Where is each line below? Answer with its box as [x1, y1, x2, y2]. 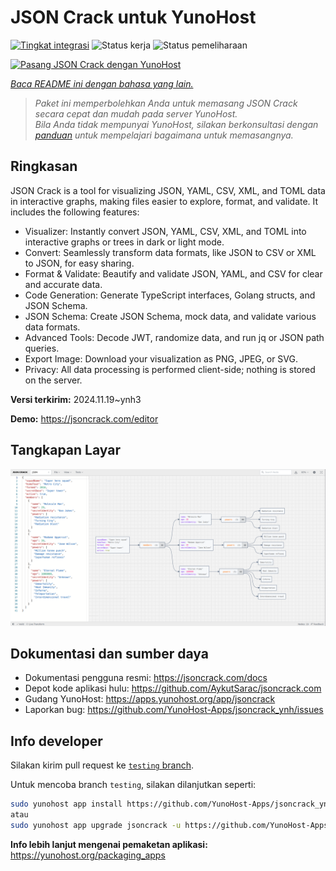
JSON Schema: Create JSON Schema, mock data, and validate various [24, 310, 317, 322]
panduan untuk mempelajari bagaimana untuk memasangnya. [34, 129, 294, 141]
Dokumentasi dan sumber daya [10, 645, 209, 662]
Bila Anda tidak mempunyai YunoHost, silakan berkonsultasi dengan [34, 118, 319, 130]
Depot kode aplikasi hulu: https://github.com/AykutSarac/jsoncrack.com [24, 682, 322, 695]
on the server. [24, 374, 83, 386]
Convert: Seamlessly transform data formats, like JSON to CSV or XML [24, 246, 317, 258]
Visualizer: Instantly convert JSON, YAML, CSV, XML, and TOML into [24, 225, 307, 237]
